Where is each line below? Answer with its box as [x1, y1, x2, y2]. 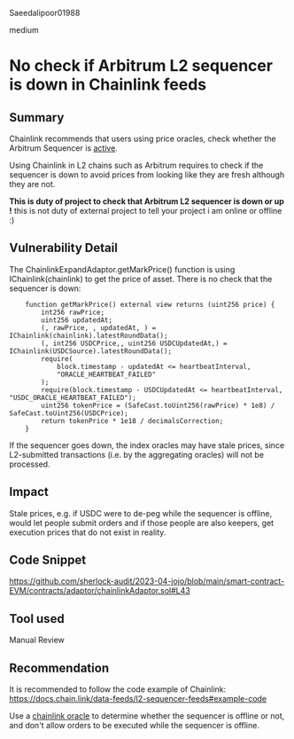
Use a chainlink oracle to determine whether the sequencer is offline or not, [9, 711, 285, 721]
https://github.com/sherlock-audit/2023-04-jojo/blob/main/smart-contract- [9, 576, 285, 586]
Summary [9, 110, 65, 125]
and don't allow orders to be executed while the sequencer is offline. [9, 720, 259, 731]
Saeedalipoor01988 [9, 8, 81, 18]
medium [9, 25, 39, 35]
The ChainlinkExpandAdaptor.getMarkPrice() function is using [9, 263, 236, 274]
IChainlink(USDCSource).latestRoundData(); [9, 346, 173, 356]
